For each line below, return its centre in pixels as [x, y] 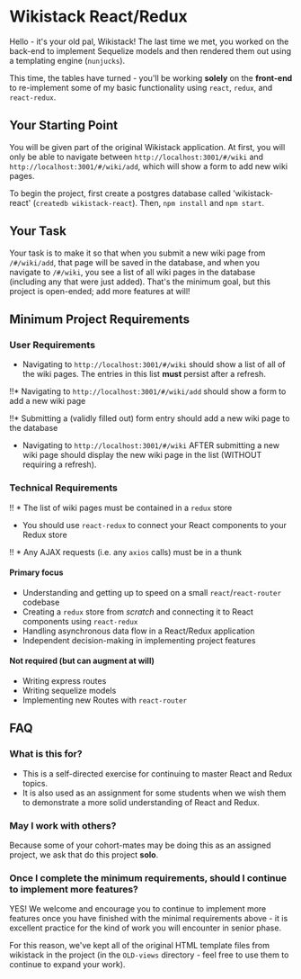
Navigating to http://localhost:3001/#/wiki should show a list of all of [154, 364]
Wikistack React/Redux [99, 17]
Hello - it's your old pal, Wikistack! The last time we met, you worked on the [149, 41]
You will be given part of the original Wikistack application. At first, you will [147, 147]
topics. [35, 783]
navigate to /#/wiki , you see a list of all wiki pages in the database [133, 272]
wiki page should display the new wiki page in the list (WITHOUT [142, 455]
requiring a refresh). [59, 464]
